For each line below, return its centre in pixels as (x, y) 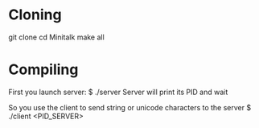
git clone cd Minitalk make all (56, 37)
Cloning (35, 15)
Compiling (43, 70)
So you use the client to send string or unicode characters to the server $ (130, 107)
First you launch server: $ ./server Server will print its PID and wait (118, 92)
